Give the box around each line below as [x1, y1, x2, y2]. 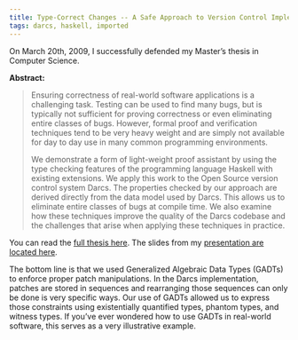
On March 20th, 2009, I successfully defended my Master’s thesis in [9, 45, 259, 56]
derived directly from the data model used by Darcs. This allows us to [30, 192, 286, 202]
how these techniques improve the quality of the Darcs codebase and [30, 210, 286, 221]
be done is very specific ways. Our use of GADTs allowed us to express [9, 292, 271, 303]
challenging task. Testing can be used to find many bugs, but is [30, 99, 263, 109]
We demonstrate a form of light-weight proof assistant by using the [30, 154, 278, 164]
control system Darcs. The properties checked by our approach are [30, 182, 278, 193]
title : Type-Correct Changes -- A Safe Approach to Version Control [9, 12, 268, 22]
